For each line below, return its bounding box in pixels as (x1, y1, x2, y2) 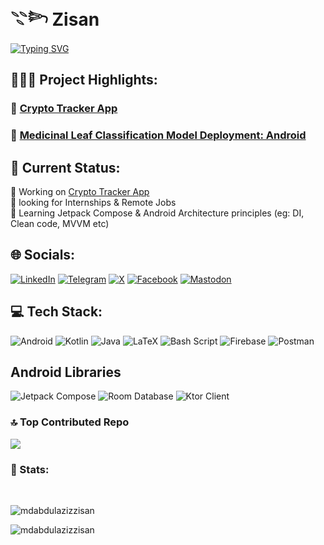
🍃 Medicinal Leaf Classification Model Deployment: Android (10, 128, 307, 142)
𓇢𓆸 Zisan (10, 8, 100, 31)
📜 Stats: (10, 462, 50, 476)
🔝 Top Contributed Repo (10, 415, 130, 429)
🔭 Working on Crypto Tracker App (10, 185, 150, 197)
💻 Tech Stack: (10, 303, 103, 321)
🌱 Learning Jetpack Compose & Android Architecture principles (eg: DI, (10, 207, 305, 219)
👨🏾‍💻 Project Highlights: (10, 72, 158, 89)
